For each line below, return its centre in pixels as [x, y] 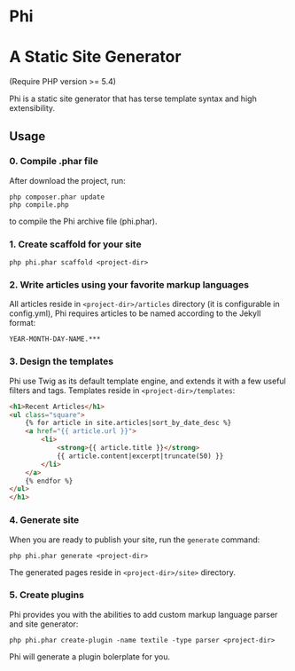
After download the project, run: [67, 180]
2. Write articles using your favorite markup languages [129, 285]
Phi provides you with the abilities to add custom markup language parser [144, 614]
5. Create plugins [47, 595]
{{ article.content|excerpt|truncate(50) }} [140, 456]
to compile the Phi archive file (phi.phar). [83, 221]
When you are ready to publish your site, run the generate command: [135, 540]
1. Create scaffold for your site [75, 244]
